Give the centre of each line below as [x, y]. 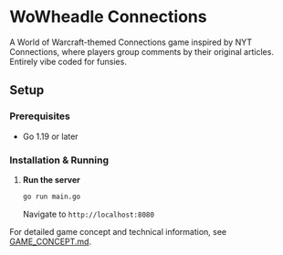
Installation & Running [59, 160]
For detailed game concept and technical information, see [118, 231]
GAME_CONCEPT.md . [51, 241]
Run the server [51, 179]
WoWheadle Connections [108, 17]
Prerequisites [40, 116]
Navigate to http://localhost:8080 [89, 214]
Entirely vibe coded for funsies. [68, 61]
